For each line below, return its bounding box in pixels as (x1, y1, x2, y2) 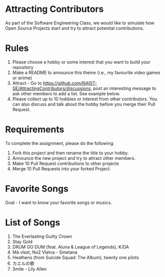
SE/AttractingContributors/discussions (12, 85, 91, 91)
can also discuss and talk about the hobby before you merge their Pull (12, 101, 156, 107)
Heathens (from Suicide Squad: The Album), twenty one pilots (12, 254, 139, 260)
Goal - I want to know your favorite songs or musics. (5, 200, 112, 206)
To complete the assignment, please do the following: (5, 140, 114, 146)
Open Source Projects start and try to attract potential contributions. (5, 25, 144, 31)
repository (12, 64, 34, 70)
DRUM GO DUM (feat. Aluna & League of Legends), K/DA (12, 244, 129, 250)
